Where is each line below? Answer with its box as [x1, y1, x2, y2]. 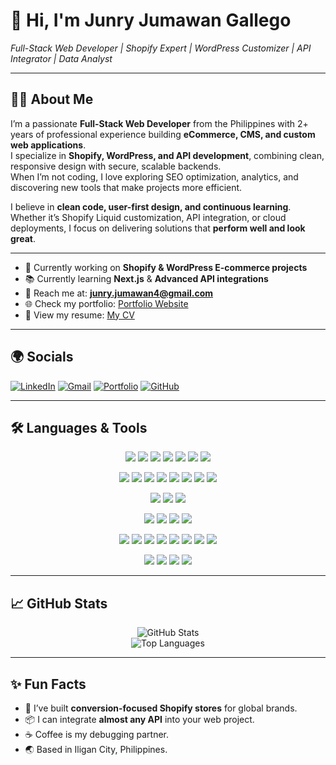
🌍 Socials [10, 349, 74, 366]
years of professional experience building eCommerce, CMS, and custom [10, 128, 316, 140]
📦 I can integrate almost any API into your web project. [24, 714, 255, 725]
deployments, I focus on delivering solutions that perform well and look [10, 222, 306, 234]
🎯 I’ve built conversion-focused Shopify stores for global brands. [24, 702, 298, 714]
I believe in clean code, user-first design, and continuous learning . [10, 200, 292, 213]
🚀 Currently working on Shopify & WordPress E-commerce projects [24, 261, 308, 273]
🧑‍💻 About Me [10, 91, 94, 108]
